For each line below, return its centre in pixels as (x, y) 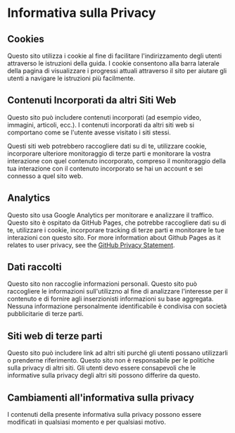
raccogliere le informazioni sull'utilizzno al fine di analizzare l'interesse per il (118, 291)
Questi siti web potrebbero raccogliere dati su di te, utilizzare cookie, (107, 146)
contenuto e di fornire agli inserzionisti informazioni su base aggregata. (110, 299)
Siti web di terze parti (55, 336)
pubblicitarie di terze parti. (46, 314)
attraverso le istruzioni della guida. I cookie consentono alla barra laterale (113, 63)
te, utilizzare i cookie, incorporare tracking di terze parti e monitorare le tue (116, 230)
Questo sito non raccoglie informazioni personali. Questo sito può (102, 284)
